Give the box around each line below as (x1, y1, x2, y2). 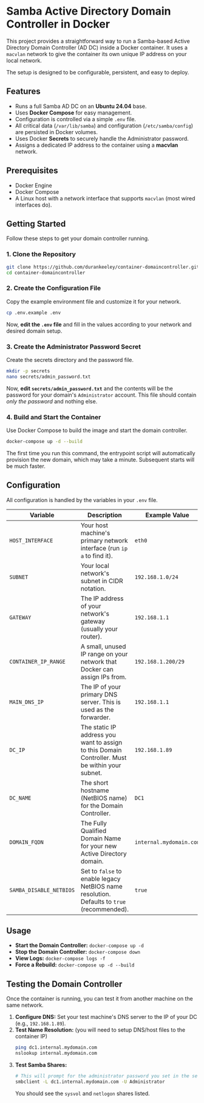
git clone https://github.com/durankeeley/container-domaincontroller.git (6, 264, 200, 270)
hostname (80, 786, 109, 795)
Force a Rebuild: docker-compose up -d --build (15, 961, 135, 968)
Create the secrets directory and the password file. (6, 356, 134, 363)
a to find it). (80, 551, 114, 560)
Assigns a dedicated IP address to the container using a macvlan (15, 141, 178, 149)
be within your (80, 761, 121, 769)
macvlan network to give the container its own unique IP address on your (6, 50, 187, 57)
